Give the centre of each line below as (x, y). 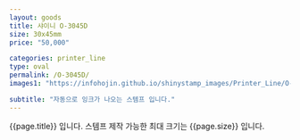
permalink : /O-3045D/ (50, 75)
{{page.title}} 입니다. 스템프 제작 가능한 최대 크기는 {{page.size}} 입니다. (137, 126)
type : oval (29, 67)
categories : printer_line (57, 59)
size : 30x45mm (36, 34)
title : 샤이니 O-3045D (49, 26)
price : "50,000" (39, 42)
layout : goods (36, 17)
